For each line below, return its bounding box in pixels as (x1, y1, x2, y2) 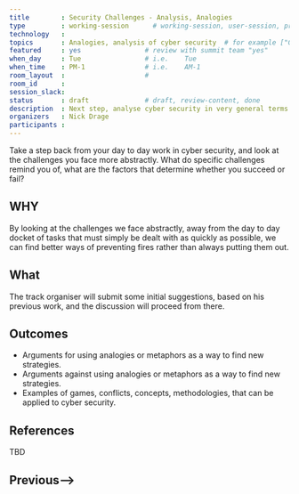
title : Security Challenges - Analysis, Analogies (9, 12, 233, 22)
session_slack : (9, 87, 66, 96)
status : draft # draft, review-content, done (9, 95, 261, 105)
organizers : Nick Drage (9, 112, 109, 121)
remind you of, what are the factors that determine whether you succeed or (9, 164, 286, 174)
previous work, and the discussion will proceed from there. (9, 300, 225, 312)
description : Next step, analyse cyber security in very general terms (9, 104, 289, 113)
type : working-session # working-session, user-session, (9, 21, 280, 30)
